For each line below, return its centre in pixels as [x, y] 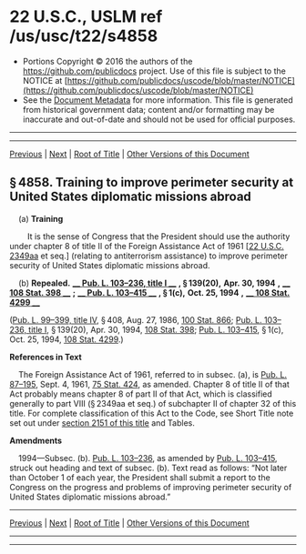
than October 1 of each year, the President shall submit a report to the [140, 477]
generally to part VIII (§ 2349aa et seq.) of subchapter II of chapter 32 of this [153, 403]
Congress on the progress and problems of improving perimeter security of [151, 487]
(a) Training [41, 218]
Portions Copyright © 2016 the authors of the [107, 61]
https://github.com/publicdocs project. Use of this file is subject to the [154, 71]
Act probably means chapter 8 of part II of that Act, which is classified [141, 394]
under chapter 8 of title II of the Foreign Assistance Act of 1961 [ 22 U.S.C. [147, 246]
